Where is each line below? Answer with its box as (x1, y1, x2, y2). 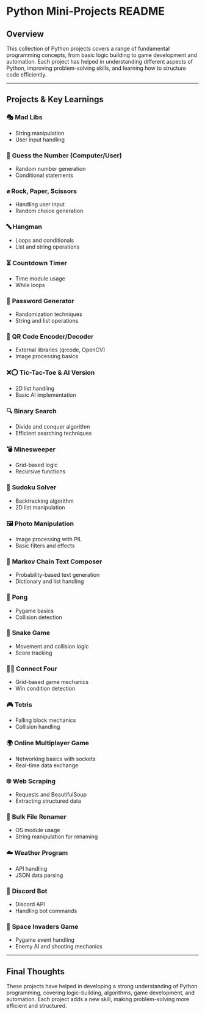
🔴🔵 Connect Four (6, 664, 58, 673)
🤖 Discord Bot (6, 887, 48, 895)
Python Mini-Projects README (6, 4, 165, 18)
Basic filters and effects (15, 542, 75, 549)
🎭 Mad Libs (6, 113, 43, 122)
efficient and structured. (6, 1002, 67, 1010)
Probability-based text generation (15, 571, 100, 579)
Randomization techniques (15, 310, 82, 318)
